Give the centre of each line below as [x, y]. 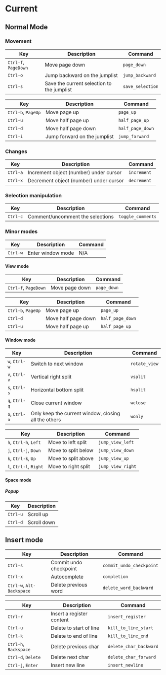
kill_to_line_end [128, 636]
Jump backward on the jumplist [81, 75]
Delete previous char [75, 646]
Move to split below [71, 450]
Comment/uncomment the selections [71, 217]
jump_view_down [116, 450]
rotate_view [144, 364]
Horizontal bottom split [57, 390]
